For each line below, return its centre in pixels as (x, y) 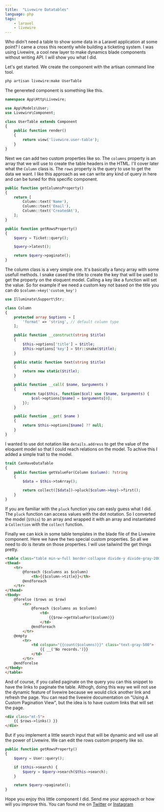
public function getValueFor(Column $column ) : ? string (71, 472)
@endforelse (26, 663)
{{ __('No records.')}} (64, 649)
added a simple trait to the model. (39, 454)
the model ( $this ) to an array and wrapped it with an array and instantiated (80, 519)
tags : (10, 19)
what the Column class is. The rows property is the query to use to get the (78, 168)
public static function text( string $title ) (60, 362)
